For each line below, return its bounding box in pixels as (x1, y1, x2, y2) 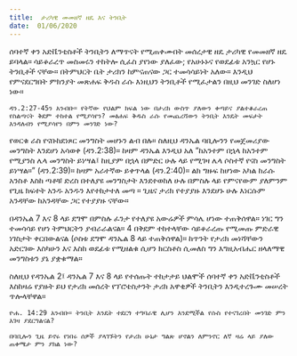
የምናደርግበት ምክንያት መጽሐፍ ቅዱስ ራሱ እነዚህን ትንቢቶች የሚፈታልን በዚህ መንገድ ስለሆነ (9, 76, 281, 86)
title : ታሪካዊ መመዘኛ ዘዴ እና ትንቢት (9, 12, 127, 22)
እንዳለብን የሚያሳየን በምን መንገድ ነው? (9, 119, 118, 128)
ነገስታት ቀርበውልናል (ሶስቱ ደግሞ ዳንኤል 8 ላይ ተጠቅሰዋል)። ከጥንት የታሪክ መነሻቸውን (9, 232, 264, 243)
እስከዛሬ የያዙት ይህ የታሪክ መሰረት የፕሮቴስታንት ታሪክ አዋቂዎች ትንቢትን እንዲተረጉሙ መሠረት (9, 280, 289, 291)
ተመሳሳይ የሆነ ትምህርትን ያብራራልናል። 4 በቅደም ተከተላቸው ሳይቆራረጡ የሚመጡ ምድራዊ (9, 222, 279, 233)
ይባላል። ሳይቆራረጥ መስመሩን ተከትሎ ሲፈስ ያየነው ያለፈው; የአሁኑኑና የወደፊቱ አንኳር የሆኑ (9, 55, 276, 67)
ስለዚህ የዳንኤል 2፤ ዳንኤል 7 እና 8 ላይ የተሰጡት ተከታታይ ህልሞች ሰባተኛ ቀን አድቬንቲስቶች (9, 271, 280, 281)
